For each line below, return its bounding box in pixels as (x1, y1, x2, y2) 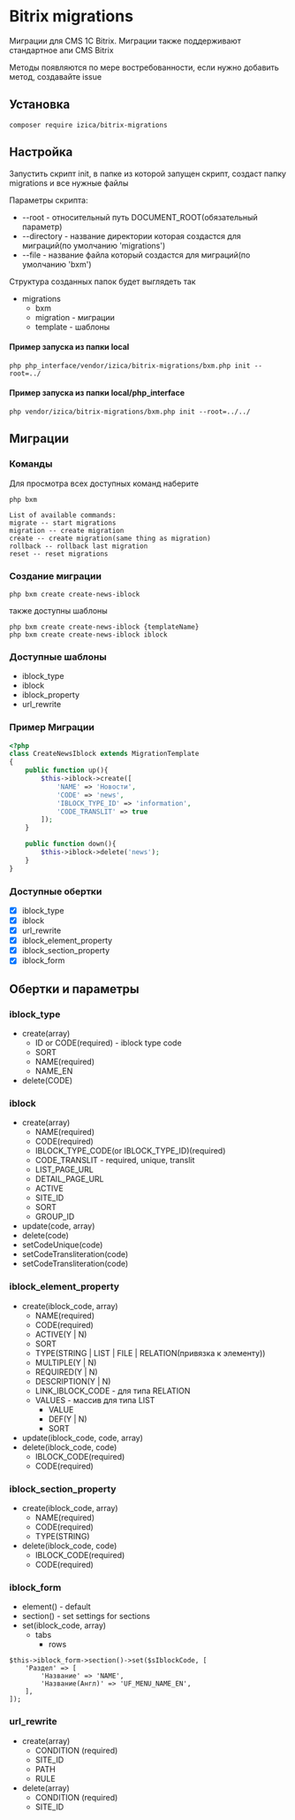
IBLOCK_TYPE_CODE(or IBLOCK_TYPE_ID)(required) (34, 1145, 226, 1156)
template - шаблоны (34, 321, 110, 332)
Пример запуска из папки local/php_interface (9, 388, 185, 398)
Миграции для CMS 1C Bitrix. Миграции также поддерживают (9, 35, 241, 46)
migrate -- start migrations (9, 518, 117, 528)
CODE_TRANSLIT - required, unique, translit (34, 1155, 195, 1166)
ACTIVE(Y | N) (34, 1329, 87, 1339)
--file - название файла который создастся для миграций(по (21, 250, 251, 260)
